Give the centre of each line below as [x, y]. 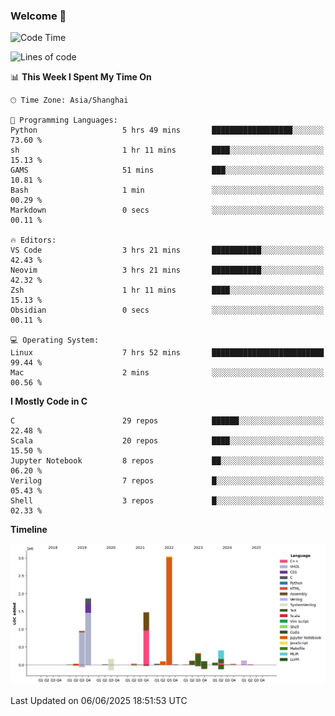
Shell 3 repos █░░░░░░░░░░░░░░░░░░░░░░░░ [167, 501]
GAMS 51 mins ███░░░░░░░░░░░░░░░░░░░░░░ [167, 170]
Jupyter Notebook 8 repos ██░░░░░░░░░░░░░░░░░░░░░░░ [167, 461]
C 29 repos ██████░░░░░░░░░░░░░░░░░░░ [167, 421]
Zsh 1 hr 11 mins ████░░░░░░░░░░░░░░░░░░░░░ [167, 290]
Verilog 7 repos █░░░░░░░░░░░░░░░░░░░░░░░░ [167, 481]
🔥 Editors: [33, 240]
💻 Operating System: [55, 340]
